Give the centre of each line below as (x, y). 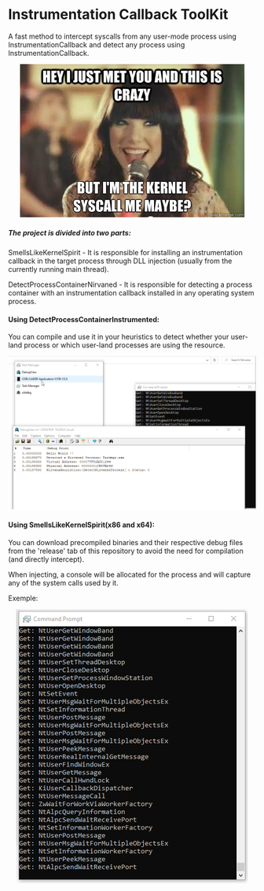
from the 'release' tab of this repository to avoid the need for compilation (126, 551)
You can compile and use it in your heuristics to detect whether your (119, 337)
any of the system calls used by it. (64, 583)
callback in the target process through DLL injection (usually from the (120, 261)
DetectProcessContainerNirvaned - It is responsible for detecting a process (130, 284)
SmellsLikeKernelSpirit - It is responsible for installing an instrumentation (126, 252)
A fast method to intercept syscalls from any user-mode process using (123, 36)
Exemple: (23, 598)
